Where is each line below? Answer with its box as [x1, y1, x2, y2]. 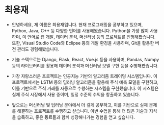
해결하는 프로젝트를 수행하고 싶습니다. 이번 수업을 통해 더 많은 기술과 [17, 108, 148, 114]
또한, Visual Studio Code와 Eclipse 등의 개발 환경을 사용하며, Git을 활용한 [11, 40, 154, 46]
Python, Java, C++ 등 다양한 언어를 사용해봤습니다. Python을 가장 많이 [11, 27, 149, 33]
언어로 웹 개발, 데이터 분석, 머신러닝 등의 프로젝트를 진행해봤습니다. [27, 34, 156, 40]
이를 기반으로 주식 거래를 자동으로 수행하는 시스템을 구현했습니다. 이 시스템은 [11, 85, 159, 91]
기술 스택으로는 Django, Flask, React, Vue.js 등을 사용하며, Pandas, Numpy [11, 56, 159, 62]
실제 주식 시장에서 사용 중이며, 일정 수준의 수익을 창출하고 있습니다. [11, 91, 140, 97]
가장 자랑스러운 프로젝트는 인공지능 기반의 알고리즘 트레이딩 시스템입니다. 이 [11, 73, 158, 79]
